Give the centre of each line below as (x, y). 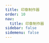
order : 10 (15, 14)
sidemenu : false (22, 33)
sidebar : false (21, 28)
